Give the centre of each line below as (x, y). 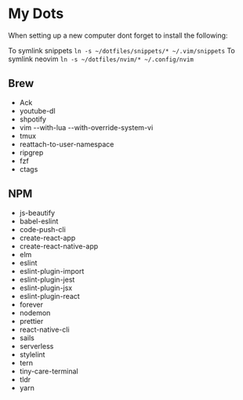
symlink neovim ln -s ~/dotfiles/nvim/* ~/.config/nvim (101, 59)
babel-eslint (39, 221)
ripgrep (31, 152)
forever (31, 304)
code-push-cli (43, 229)
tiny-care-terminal (49, 371)
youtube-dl (38, 111)
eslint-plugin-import (52, 271)
